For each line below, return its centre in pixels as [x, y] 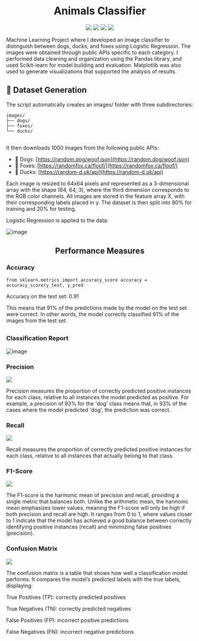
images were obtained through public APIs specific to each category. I [92, 52]
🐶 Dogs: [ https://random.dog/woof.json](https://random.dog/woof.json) [102, 160]
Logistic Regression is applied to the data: [57, 220]
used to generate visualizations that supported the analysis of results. [91, 71]
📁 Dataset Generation [47, 90]
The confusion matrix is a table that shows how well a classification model [97, 572]
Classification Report [37, 338]
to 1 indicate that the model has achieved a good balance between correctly [99, 521]
